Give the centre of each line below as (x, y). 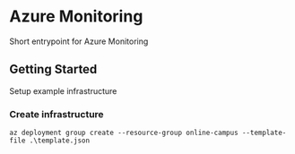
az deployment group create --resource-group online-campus (124, 133)
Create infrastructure (57, 114)
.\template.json (60, 141)
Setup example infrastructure (63, 90)
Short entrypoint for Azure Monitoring (79, 41)
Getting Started (53, 69)
